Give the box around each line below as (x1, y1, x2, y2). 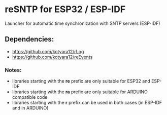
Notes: (5, 66, 22, 73)
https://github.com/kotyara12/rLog (12, 48, 84, 54)
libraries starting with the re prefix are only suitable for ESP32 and (12, 78, 150, 84)
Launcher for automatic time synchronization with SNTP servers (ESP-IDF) (5, 20, 160, 26)
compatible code (12, 94, 48, 100)
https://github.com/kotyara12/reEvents (12, 54, 93, 60)
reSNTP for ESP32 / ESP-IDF (5, 4, 126, 15)
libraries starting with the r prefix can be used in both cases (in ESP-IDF (12, 100, 162, 106)
